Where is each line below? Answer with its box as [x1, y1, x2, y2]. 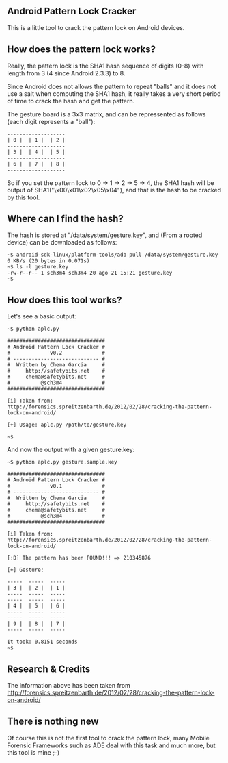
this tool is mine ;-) [7, 748, 60, 756]
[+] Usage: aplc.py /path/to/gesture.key [7, 421, 127, 429]
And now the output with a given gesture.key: [7, 445, 135, 454]
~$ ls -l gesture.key [7, 264, 69, 271]
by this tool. [7, 193, 40, 201]
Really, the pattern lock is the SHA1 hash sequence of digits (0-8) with [7, 62, 204, 70]
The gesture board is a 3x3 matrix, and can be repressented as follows [7, 110, 206, 118]
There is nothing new [7, 716, 99, 727]
